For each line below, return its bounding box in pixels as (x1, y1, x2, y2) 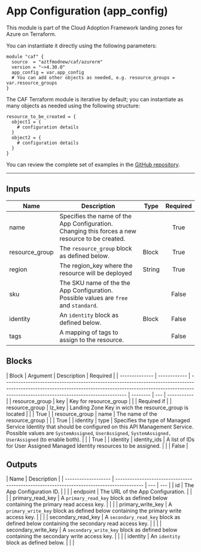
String (142, 265, 160, 274)
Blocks (6, 356, 32, 367)
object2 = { (11, 134, 42, 140)
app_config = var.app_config (11, 69, 84, 76)
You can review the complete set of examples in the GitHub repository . (6, 161, 181, 168)
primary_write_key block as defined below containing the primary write (6, 507, 182, 514)
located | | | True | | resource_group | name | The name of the (6, 410, 157, 418)
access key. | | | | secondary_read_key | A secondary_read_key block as (6, 514, 181, 521)
